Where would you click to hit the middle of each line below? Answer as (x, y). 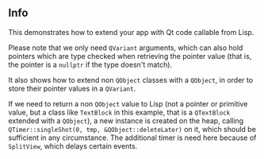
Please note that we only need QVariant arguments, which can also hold (126, 48)
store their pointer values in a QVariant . (72, 88)
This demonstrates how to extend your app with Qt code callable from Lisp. (131, 32)
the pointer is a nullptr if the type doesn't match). (90, 64)
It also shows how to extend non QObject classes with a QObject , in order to (131, 79)
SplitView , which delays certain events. (73, 145)
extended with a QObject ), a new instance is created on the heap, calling (126, 120)
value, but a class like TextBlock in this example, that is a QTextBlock (119, 112)
